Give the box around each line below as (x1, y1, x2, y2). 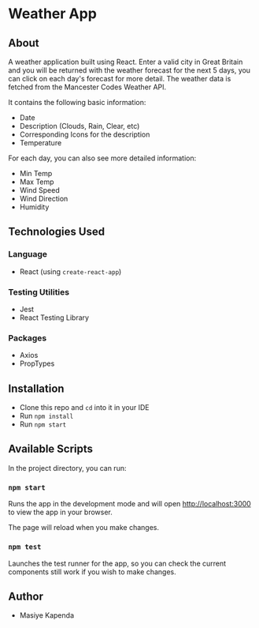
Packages (8, 333, 47, 344)
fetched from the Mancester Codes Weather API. (8, 82, 167, 92)
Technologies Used (8, 225, 105, 239)
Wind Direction (19, 194, 68, 203)
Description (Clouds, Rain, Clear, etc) (19, 122, 140, 130)
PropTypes (19, 359, 55, 368)
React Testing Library (19, 313, 89, 322)
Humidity (19, 202, 50, 212)
